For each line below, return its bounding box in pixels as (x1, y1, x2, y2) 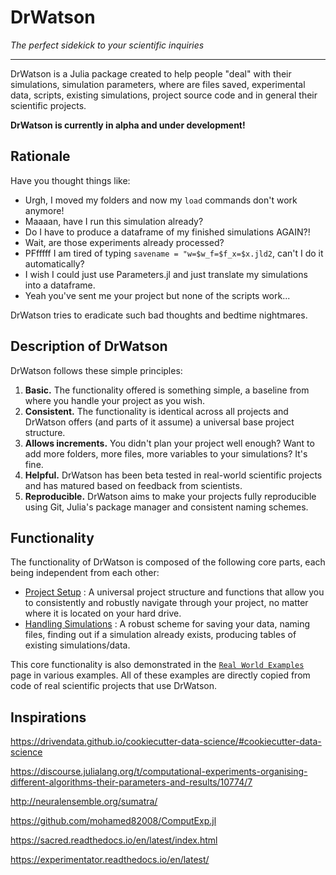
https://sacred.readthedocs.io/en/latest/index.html (10, 834, 218, 846)
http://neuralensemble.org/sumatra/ (10, 796, 158, 808)
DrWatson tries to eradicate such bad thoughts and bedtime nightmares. (10, 309, 308, 321)
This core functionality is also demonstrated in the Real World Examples (10, 659, 305, 671)
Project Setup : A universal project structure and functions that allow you (24, 586, 325, 598)
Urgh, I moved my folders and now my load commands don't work (24, 194, 298, 206)
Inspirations (10, 709, 87, 726)
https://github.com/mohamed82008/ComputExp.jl (10, 815, 217, 827)
